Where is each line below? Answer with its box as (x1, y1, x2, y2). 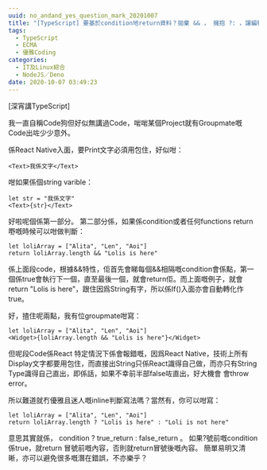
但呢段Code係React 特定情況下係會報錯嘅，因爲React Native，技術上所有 (8, 348, 249, 358)
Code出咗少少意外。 (8, 128, 75, 138)
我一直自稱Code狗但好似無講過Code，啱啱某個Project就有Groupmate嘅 (8, 118, 242, 127)
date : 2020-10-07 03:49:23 (8, 78, 98, 86)
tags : (8, 26, 26, 34)
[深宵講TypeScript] (8, 101, 70, 111)
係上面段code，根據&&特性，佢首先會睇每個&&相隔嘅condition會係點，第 (8, 264, 248, 274)
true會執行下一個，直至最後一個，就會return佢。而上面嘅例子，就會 (21, 274, 244, 283)
